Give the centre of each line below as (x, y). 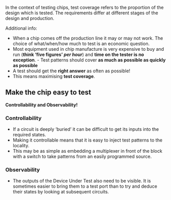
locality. (21, 146)
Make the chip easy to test (48, 93)
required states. (29, 135)
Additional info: (21, 28)
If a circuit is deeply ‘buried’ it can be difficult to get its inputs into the (86, 129)
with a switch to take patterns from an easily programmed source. (82, 156)
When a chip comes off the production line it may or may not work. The (88, 38)
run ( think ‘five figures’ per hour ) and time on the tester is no (78, 54)
